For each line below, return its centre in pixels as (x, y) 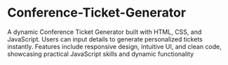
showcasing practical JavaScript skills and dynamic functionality (101, 54)
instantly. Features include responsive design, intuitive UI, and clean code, (115, 46)
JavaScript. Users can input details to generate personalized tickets (105, 39)
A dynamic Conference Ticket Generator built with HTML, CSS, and (105, 32)
